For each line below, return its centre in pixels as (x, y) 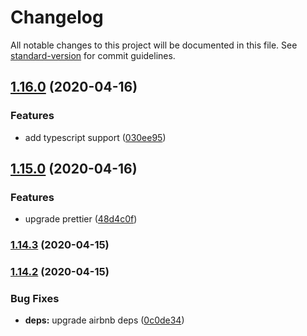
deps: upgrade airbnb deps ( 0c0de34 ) (104, 320)
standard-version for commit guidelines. (93, 55)
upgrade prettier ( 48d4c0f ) (81, 219)
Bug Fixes (35, 299)
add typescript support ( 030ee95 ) (95, 137)
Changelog (57, 17)
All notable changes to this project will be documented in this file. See (154, 45)
